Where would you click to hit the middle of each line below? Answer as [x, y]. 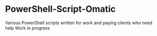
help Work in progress [28, 28]
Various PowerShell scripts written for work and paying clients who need [79, 23]
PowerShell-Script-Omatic [61, 9]
